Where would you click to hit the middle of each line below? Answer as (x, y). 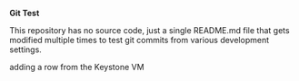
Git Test (25, 13)
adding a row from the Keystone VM (77, 67)
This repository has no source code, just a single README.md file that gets (149, 30)
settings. (26, 49)
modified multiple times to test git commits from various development (140, 40)
